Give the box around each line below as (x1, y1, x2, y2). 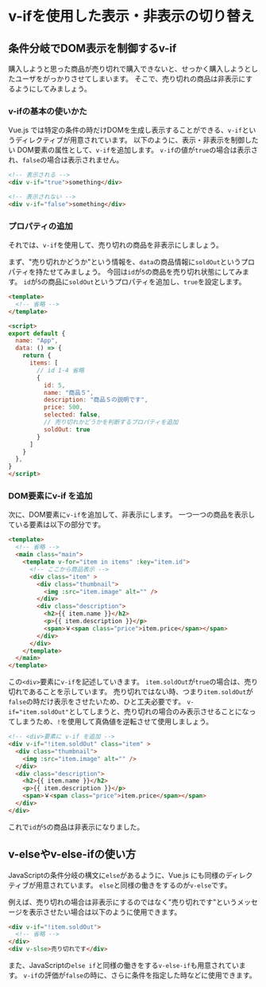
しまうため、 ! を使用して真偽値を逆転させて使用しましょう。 (14, 717, 213, 727)
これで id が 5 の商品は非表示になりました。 (8, 821, 145, 832)
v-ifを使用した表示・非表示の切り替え (8, 7, 255, 25)
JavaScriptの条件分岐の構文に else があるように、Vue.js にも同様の (8, 870, 226, 880)
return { (22, 352, 52, 360)
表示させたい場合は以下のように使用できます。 (29, 907, 182, 916)
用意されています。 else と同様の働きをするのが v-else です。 (35, 880, 232, 890)
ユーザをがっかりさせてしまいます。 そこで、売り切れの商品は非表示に (14, 74, 246, 84)
